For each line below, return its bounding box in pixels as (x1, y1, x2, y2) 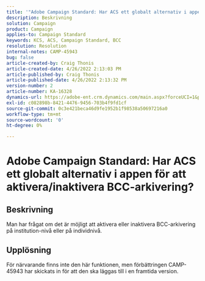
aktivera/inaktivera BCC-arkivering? (6, 180, 194, 194)
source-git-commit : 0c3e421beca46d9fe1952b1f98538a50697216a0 (6, 105, 168, 112)
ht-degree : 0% (6, 123, 43, 129)
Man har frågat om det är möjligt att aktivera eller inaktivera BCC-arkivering (6, 221, 196, 228)
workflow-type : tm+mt (6, 111, 62, 117)
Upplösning (6, 245, 52, 255)
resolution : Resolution (6, 43, 67, 49)
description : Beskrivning (6, 15, 72, 21)
